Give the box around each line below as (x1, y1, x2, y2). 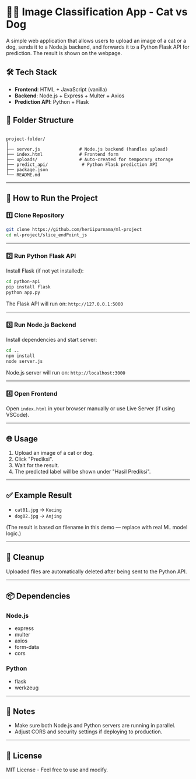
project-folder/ (6, 136, 45, 142)
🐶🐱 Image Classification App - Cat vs (6, 5, 188, 19)
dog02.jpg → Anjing (14, 512, 62, 519)
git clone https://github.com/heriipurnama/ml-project (6, 227, 142, 233)
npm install (6, 353, 35, 359)
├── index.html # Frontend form (6, 151, 118, 157)
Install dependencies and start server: (6, 336, 97, 343)
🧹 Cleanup (6, 552, 45, 562)
